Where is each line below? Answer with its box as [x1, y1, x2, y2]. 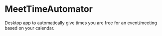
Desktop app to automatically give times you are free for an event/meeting [4, 20, 158, 26]
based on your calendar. [4, 25, 55, 31]
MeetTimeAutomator [4, 3, 93, 15]
